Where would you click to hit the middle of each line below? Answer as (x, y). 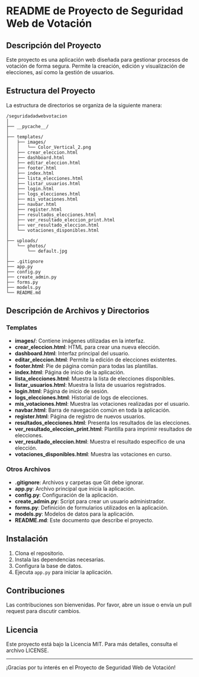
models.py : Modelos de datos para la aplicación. (74, 514)
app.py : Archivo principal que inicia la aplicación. (75, 488)
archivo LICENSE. (28, 650)
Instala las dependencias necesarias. (60, 560)
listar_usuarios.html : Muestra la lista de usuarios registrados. (90, 384)
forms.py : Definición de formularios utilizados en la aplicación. (92, 507)
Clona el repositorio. (39, 553)
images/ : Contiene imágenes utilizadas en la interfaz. (80, 341)
